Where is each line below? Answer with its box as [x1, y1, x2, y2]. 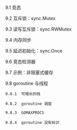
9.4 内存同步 [5, 37, 32, 43]
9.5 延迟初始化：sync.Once [5, 48, 63, 54]
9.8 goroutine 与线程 [5, 81, 48, 86]
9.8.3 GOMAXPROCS [5, 110, 44, 115]
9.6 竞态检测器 [5, 59, 36, 65]
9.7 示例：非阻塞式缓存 [5, 69, 54, 75]
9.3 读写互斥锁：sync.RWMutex [5, 26, 72, 32]
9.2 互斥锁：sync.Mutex [5, 15, 56, 21]
